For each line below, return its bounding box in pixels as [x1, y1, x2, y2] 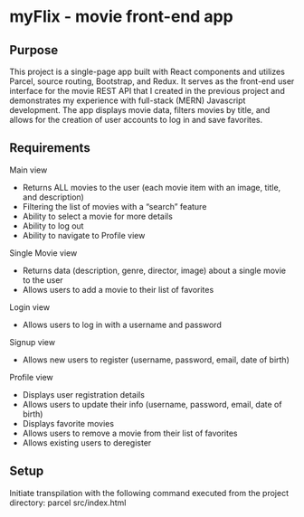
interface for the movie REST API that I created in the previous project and [9, 86, 285, 96]
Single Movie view [9, 247, 78, 258]
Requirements [9, 140, 90, 155]
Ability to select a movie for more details [22, 211, 174, 221]
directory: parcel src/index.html [9, 497, 127, 508]
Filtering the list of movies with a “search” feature [22, 201, 207, 211]
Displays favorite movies [22, 418, 115, 428]
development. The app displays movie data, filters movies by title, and [9, 105, 271, 115]
